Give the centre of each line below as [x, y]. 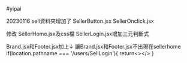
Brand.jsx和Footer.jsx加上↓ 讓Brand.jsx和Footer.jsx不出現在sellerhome [93, 46]
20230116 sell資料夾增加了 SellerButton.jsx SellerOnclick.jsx [80, 21]
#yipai [14, 9]
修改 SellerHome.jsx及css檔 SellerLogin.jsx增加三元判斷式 [78, 34]
